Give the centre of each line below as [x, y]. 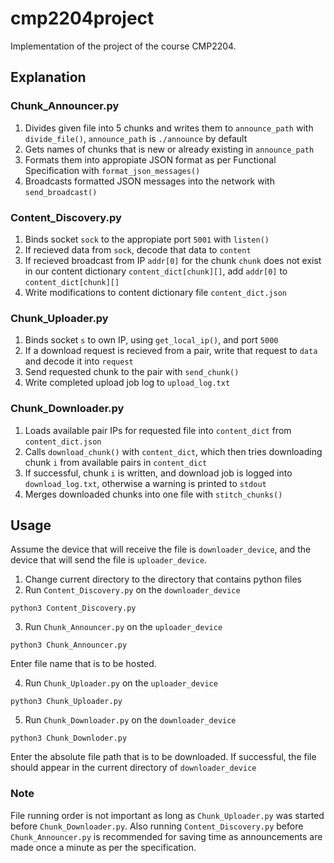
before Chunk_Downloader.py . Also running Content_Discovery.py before [157, 826]
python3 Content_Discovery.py [73, 608]
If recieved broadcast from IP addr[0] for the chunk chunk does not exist [173, 260]
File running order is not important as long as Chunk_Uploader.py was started [167, 815]
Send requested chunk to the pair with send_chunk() [132, 372]
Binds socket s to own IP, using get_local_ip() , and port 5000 [151, 340]
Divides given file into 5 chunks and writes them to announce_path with [169, 128]
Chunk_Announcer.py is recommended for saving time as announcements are [166, 836]
